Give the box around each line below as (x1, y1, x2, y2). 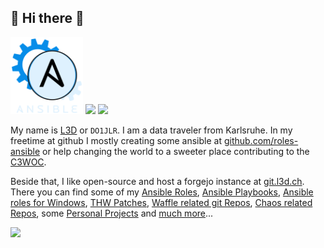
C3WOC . (10, 156, 47, 168)
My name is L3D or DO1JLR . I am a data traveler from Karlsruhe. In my (10, 124, 293, 136)
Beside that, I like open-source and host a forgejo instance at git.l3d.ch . (10, 175, 305, 187)
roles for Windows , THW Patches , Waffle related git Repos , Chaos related (10, 196, 313, 208)
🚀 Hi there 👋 (10, 10, 85, 27)
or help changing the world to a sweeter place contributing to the (41, 145, 310, 157)
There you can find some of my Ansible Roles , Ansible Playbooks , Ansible (10, 186, 314, 198)
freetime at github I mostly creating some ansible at (10, 134, 222, 146)
